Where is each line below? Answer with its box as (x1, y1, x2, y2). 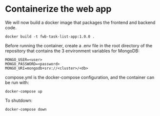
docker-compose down (5, 107, 47, 112)
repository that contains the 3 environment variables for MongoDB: (5, 48, 140, 54)
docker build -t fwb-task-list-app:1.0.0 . (5, 34, 95, 39)
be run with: (5, 79, 29, 85)
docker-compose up (5, 89, 42, 94)
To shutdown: (5, 97, 33, 103)
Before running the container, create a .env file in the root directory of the (5, 42, 153, 48)
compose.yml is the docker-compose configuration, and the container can (5, 74, 155, 80)
